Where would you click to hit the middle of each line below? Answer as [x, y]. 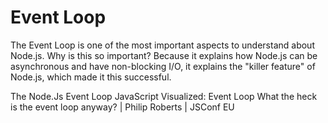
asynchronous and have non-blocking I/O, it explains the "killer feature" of [163, 66]
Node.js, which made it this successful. [91, 77]
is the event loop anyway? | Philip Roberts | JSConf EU [122, 107]
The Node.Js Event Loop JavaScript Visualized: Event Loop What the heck [164, 96]
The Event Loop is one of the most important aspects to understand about [162, 45]
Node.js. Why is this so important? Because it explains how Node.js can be [164, 55]
